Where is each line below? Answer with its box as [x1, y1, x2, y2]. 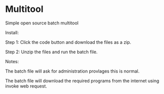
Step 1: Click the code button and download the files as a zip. [5, 39, 131, 45]
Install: [5, 29, 19, 35]
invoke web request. [5, 83, 48, 89]
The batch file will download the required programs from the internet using [5, 78, 159, 84]
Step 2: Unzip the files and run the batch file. [5, 49, 98, 55]
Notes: [5, 58, 19, 64]
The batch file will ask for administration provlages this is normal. [5, 68, 139, 74]
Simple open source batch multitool [5, 20, 79, 26]
